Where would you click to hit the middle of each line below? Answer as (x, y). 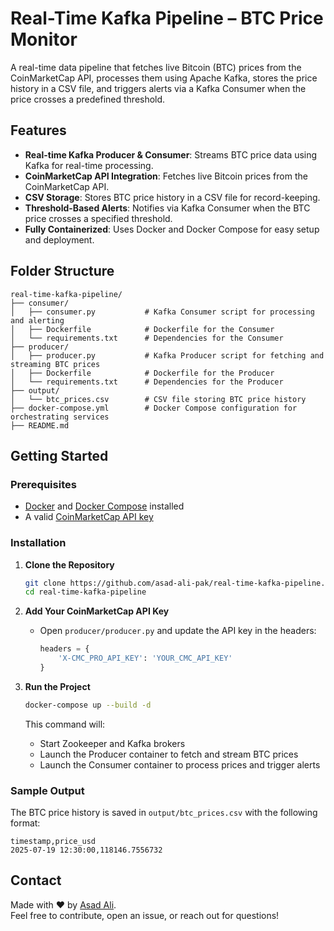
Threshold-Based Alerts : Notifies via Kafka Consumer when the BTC (167, 208)
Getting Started (59, 455)
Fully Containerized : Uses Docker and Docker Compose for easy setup (172, 229)
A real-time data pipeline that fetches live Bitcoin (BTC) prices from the (156, 67)
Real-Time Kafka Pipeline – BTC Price (167, 18)
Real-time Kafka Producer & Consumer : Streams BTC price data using (171, 154)
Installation (38, 543)
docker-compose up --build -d (88, 705)
